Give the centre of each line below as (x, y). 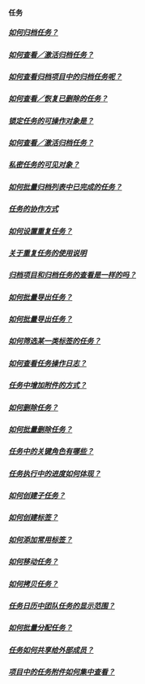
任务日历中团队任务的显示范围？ (62, 605)
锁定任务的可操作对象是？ (51, 120)
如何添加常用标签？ (41, 539)
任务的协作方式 (33, 209)
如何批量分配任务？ (41, 628)
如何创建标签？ (33, 517)
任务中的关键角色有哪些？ (51, 451)
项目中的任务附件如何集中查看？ (62, 672)
